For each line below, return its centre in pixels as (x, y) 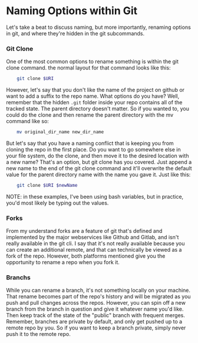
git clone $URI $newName (47, 185)
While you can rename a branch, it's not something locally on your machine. (98, 291)
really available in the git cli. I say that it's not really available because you (95, 243)
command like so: (27, 121)
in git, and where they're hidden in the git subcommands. (75, 33)
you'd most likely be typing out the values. (57, 203)
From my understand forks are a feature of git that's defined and (84, 231)
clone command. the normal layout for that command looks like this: (88, 68)
